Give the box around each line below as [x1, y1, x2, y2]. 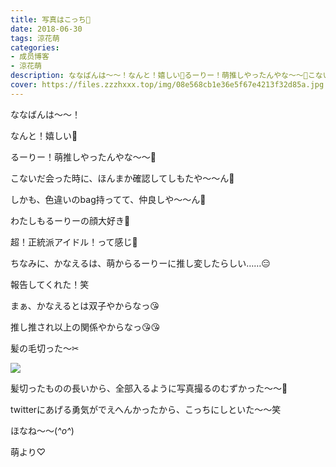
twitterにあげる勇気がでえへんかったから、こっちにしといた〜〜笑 [10, 403, 282, 415]
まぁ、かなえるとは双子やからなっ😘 [10, 299, 160, 311]
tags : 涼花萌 [10, 33, 60, 43]
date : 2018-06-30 [10, 24, 83, 34]
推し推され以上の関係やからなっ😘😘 [10, 321, 161, 333]
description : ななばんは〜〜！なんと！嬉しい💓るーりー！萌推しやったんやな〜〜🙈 [10, 71, 308, 81]
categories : [10, 42, 60, 53]
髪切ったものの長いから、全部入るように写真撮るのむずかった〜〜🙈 [10, 382, 288, 394]
